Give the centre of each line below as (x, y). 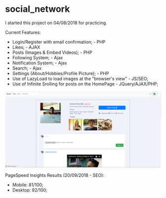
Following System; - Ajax (38, 57)
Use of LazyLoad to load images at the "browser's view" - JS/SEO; (80, 79)
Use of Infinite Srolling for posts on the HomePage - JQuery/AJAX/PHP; (85, 84)
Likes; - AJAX (26, 47)
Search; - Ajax (27, 68)
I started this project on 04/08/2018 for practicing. (56, 23)
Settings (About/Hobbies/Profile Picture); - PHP (61, 73)
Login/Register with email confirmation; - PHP (59, 42)
